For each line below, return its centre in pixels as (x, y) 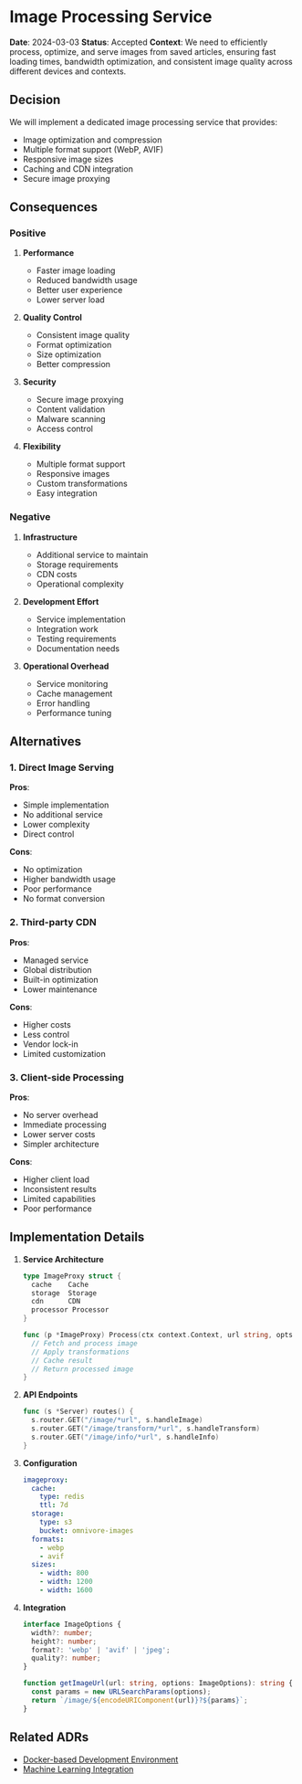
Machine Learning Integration (78, 1768)
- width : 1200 (66, 1582)
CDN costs (57, 574)
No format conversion (63, 899)
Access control (65, 429)
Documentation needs (78, 648)
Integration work (67, 628)
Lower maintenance (60, 989)
